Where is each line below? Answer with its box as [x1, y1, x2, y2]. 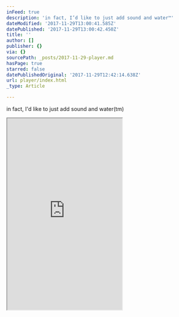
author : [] [6, 37, 34, 44]
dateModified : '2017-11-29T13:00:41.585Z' [6, 20, 116, 26]
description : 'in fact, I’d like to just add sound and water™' [6, 15, 174, 21]
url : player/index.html [6, 77, 67, 83]
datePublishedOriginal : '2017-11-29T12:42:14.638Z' [6, 72, 141, 78]
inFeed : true [6, 9, 40, 15]
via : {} [6, 49, 26, 55]
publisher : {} [6, 44, 43, 50]
